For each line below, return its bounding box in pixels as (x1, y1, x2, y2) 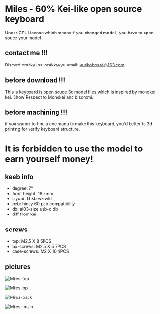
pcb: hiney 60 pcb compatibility (12, 201, 75, 207)
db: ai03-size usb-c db (12, 206, 58, 212)
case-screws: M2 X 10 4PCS (12, 248, 69, 254)
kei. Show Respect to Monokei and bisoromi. (5, 94, 94, 100)
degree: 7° (12, 185, 33, 191)
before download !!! (5, 76, 66, 84)
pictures (5, 263, 31, 271)
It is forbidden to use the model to (5, 143, 143, 154)
